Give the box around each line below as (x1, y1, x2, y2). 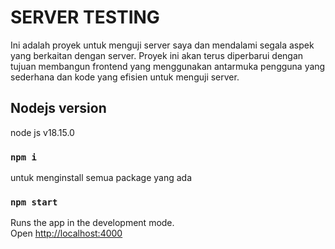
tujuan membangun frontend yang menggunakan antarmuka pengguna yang (10, 60, 326, 72)
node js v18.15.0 (10, 126, 75, 138)
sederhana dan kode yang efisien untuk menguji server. (10, 71, 240, 83)
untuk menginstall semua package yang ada (10, 172, 193, 184)
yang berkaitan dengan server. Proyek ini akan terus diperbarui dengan (10, 49, 304, 61)
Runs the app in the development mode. (10, 217, 175, 229)
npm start (10, 196, 58, 208)
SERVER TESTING (10, 6, 160, 29)
